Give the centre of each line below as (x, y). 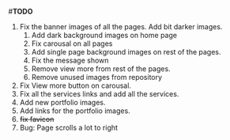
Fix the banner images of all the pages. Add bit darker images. (121, 26)
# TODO (21, 11)
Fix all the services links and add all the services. (99, 94)
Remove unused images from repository (97, 77)
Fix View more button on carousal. (75, 85)
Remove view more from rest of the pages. (101, 69)
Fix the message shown (70, 60)
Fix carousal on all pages (72, 44)
